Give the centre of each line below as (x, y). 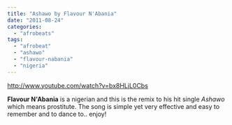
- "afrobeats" (34, 33)
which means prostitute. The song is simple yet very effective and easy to (114, 106)
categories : (24, 27)
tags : (15, 40)
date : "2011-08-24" (36, 20)
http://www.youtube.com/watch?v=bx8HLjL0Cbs (78, 85)
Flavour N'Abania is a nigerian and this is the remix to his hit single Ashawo (116, 99)
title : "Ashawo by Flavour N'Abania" (62, 14)
